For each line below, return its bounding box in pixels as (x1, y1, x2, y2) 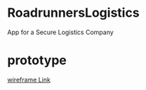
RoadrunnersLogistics (7, 5, 140, 21)
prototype (7, 52, 67, 68)
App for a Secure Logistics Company (7, 28, 114, 36)
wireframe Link (7, 75, 51, 84)
